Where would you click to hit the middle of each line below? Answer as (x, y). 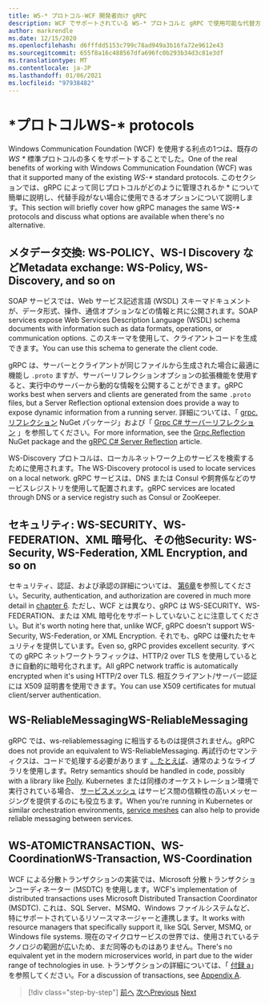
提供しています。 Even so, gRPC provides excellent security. (141, 646)
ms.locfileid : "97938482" (51, 83)
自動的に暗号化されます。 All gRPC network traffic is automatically (130, 666)
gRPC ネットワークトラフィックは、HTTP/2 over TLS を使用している (137, 656)
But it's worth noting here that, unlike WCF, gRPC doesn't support (130, 626)
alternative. (27, 225)
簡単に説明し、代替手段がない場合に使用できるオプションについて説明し (127, 198)
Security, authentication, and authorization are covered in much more (137, 596)
